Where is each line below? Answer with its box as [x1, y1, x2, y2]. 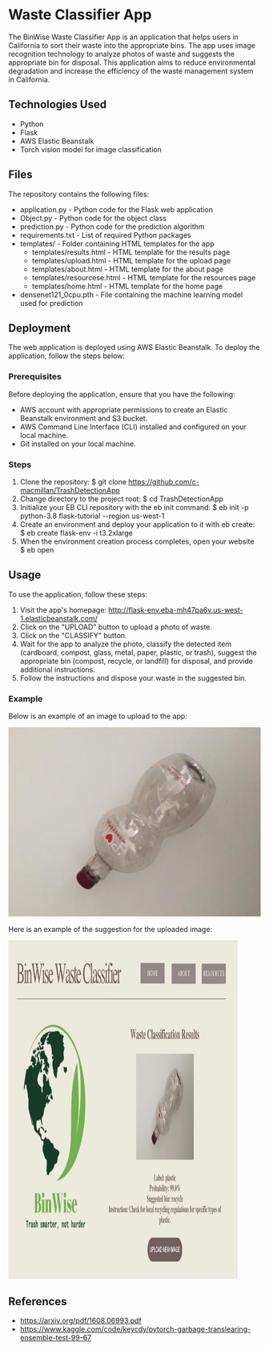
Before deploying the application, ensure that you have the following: [8, 389, 235, 399]
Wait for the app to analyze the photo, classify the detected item [19, 639, 232, 649]
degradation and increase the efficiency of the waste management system [8, 66, 254, 75]
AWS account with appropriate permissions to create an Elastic [19, 404, 228, 414]
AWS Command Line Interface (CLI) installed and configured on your [19, 422, 247, 432]
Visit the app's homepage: [19, 605, 106, 614]
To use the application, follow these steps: [8, 589, 148, 599]
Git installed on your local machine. [19, 439, 136, 448]
